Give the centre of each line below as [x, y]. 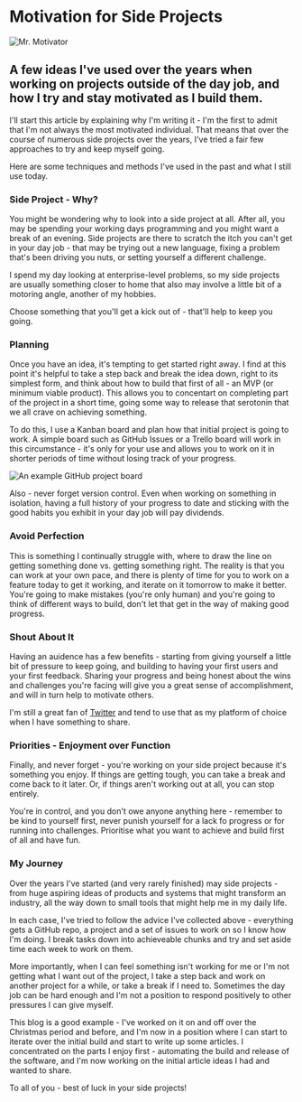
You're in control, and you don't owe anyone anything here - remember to [146, 811]
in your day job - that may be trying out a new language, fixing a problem [145, 248]
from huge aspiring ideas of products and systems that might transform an [148, 892]
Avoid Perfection [47, 537]
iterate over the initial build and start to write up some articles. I [127, 1041]
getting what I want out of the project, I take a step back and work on [137, 976]
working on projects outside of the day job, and [144, 84]
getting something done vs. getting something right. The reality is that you [147, 565]
